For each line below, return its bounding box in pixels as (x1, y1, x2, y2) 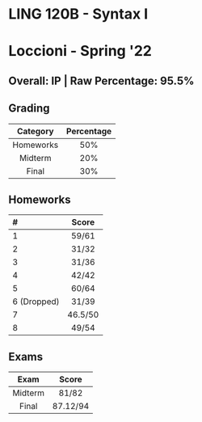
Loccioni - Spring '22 (8, 42, 152, 61)
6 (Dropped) (12, 296, 60, 307)
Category (16, 125, 54, 137)
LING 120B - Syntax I (8, 5, 149, 23)
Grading (8, 102, 50, 116)
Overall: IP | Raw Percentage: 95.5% (8, 74, 195, 87)
